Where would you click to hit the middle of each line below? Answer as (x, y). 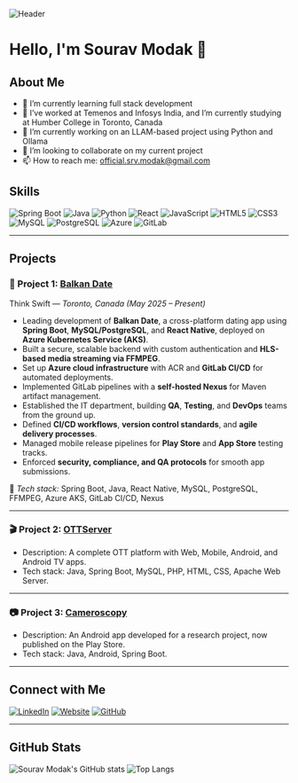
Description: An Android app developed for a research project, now (145, 635)
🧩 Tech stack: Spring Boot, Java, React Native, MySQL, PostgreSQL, (134, 489)
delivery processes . (59, 434)
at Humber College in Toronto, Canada (92, 122)
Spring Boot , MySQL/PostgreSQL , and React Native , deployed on (143, 330)
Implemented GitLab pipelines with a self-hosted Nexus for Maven (144, 387)
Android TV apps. (54, 561)
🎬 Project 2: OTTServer (61, 529)
